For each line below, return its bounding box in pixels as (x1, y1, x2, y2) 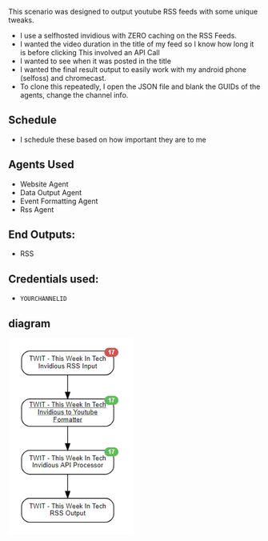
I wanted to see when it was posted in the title (19, 56, 172, 66)
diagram (8, 316, 51, 331)
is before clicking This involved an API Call (19, 48, 160, 57)
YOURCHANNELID (19, 295, 67, 303)
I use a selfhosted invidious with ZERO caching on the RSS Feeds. (19, 31, 238, 40)
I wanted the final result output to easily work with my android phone (19, 65, 246, 74)
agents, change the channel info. (19, 90, 129, 99)
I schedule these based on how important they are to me (19, 134, 206, 144)
